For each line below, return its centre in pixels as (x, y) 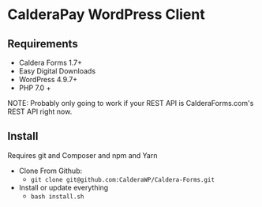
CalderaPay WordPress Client (107, 15)
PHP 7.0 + (35, 88)
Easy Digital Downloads (57, 71)
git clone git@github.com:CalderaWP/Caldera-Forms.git (122, 179)
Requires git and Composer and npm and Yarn (82, 155)
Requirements (43, 44)
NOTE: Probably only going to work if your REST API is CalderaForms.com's (131, 103)
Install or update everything (64, 187)
